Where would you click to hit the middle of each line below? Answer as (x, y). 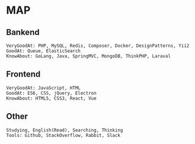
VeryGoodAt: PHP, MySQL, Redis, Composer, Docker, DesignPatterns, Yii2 (98, 46)
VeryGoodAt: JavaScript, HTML (44, 88)
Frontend (23, 74)
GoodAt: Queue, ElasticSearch (44, 51)
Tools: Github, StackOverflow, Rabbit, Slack (63, 135)
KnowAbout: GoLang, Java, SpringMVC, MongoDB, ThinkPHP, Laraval (88, 56)
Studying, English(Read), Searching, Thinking (65, 130)
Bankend (23, 32)
